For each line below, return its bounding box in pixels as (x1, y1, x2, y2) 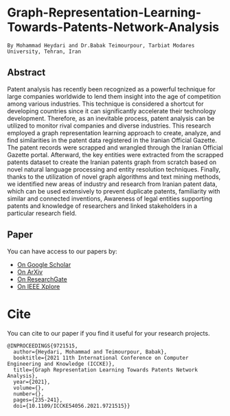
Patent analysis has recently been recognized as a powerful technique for (7, 84, 216, 93)
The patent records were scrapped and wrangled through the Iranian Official (7, 143, 223, 152)
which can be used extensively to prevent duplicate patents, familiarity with (7, 187, 221, 195)
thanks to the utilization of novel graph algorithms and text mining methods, (7, 172, 221, 181)
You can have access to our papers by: (7, 247, 118, 255)
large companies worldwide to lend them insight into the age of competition (7, 92, 221, 100)
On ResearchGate (16, 275, 67, 283)
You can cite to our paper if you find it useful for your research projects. (7, 329, 211, 337)
